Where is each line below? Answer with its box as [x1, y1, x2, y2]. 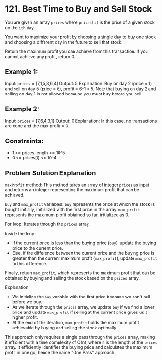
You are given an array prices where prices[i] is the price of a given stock [5, 19, 155, 25]
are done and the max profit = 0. [5, 123, 70, 129]
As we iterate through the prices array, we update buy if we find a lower [12, 304, 155, 310]
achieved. [5, 192, 25, 198]
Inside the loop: [5, 231, 36, 236]
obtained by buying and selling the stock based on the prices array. [5, 275, 140, 281]
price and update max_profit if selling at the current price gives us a [12, 309, 148, 315]
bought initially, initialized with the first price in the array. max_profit [5, 207, 140, 213]
